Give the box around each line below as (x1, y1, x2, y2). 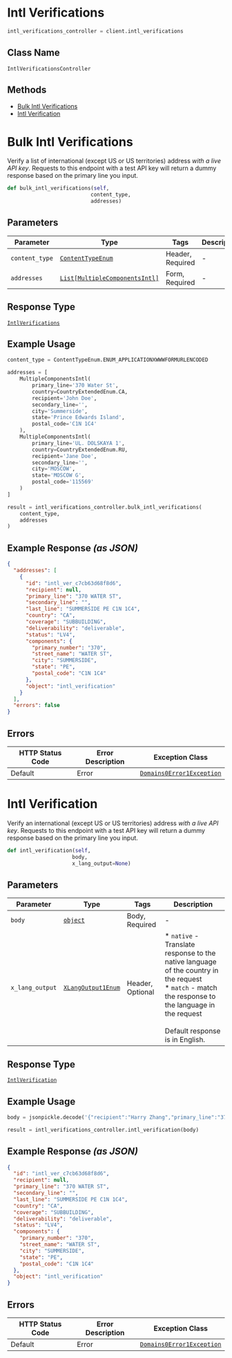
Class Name (7, 47, 60, 59)
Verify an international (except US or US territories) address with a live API (7, 818, 219, 827)
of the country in (164, 966, 219, 975)
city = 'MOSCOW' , (32, 466, 76, 472)
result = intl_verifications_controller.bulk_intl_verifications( (7, 504, 202, 511)
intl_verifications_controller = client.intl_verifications (7, 28, 184, 35)
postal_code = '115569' (32, 479, 95, 486)
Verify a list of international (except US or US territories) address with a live (7, 157, 221, 165)
